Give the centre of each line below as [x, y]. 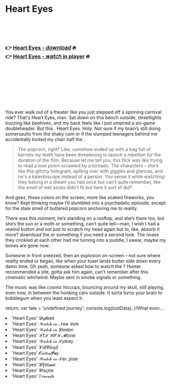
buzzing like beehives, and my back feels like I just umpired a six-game [80, 123]
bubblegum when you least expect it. [44, 298]
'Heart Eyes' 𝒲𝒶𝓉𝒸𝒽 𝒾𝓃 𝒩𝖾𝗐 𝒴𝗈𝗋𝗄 [46, 324]
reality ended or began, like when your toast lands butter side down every [83, 261]
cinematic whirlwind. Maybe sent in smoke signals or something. [73, 277]
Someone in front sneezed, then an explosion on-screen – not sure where [83, 256]
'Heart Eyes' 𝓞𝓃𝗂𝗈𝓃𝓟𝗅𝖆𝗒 [35, 353]
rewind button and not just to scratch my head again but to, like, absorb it [82, 229]
